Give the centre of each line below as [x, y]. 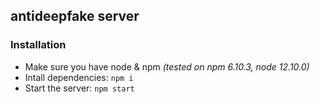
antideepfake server [75, 16]
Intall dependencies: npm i [79, 77]
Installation [38, 45]
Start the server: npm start [79, 88]
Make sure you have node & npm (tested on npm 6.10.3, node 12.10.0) [167, 66]
